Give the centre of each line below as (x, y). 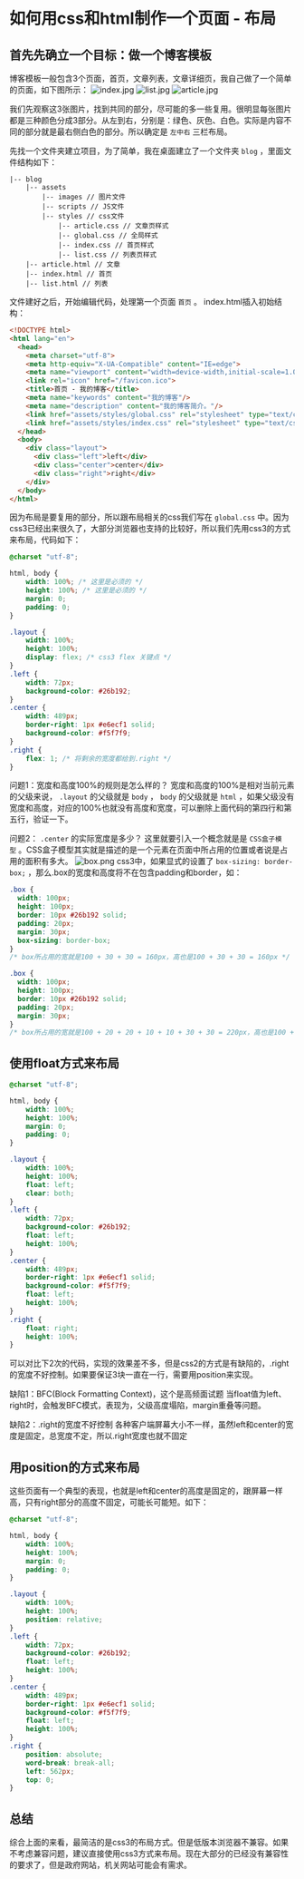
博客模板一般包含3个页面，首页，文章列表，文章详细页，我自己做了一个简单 (151, 78)
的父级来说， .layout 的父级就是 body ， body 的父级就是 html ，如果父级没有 (152, 797)
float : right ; (52, 1328)
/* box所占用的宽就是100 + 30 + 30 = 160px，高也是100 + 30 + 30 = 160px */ (150, 958)
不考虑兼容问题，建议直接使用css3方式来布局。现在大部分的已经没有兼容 (145, 1854)
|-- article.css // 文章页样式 (113, 226)
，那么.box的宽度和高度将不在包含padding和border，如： (135, 872)
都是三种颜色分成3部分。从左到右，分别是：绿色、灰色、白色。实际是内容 (147, 120)
